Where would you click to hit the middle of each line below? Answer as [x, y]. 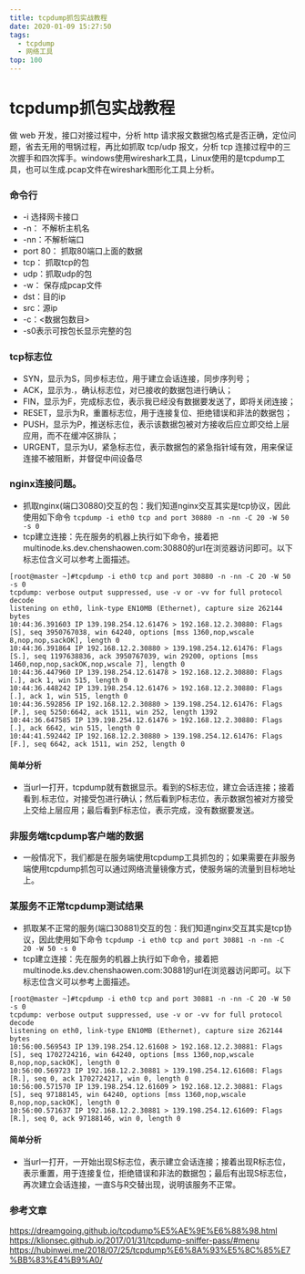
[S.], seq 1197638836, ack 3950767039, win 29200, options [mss [134, 656]
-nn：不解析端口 [53, 240]
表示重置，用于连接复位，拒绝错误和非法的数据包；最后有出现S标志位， [157, 1173]
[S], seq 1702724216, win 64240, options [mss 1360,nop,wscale [132, 1054]
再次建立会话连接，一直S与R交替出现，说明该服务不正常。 [132, 1184]
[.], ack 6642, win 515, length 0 [75, 728]
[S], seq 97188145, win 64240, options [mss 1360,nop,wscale [128, 1094]
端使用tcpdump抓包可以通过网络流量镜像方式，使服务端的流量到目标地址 [159, 869]
